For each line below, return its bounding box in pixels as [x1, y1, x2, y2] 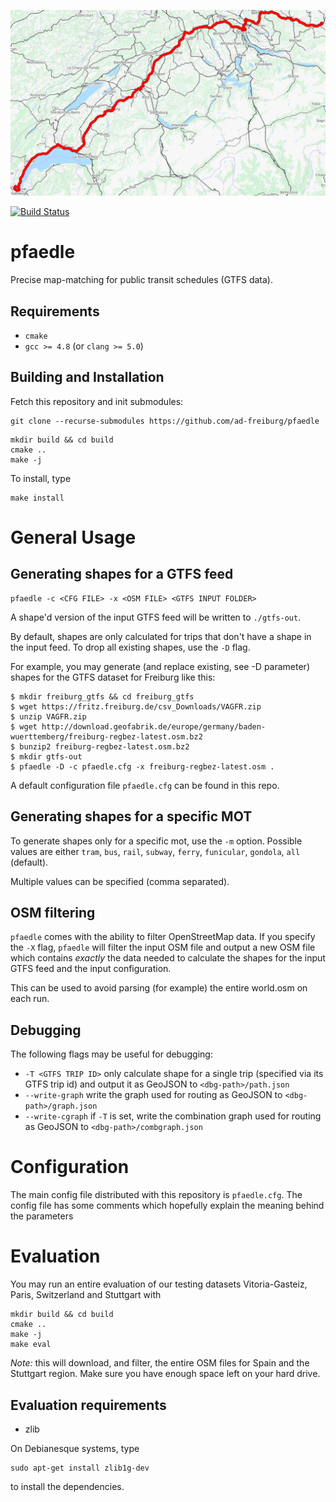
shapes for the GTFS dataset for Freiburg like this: [10, 671, 216, 683]
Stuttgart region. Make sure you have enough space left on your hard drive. [10, 1368, 321, 1380]
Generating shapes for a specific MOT [10, 808, 253, 825]
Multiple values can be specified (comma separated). [10, 875, 230, 887]
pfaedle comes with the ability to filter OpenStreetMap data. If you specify [10, 931, 316, 943]
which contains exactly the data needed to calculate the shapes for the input [10, 952, 326, 964]
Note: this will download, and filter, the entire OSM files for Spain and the [10, 1357, 310, 1369]
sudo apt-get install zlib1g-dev [10, 1463, 150, 1473]
